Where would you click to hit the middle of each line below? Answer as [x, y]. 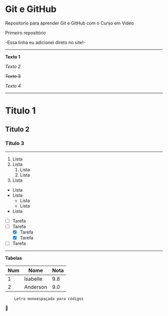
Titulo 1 [20, 111]
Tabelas [14, 258]
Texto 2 [13, 66]
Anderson [36, 287]
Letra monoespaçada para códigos [49, 299]
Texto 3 [13, 76]
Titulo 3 [15, 143]
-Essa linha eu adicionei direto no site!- [45, 42]
